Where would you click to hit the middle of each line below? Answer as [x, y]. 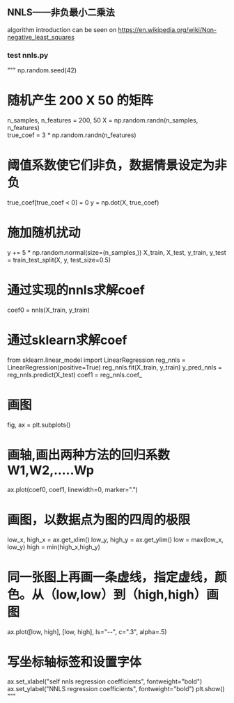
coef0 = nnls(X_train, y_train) [49, 310]
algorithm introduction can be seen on [62, 29]
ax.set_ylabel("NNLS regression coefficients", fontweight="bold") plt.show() [116, 689]
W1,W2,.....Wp [51, 470]
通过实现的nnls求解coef [76, 290]
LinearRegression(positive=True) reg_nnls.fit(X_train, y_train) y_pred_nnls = [115, 367]
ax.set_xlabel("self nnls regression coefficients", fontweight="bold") [105, 681]
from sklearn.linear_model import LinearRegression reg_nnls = [96, 360]
